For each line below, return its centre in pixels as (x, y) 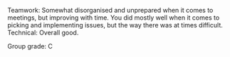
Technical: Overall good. (43, 32)
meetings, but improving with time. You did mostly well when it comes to (114, 18)
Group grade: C (30, 46)
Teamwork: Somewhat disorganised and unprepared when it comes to (110, 10)
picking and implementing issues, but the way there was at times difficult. (115, 25)
